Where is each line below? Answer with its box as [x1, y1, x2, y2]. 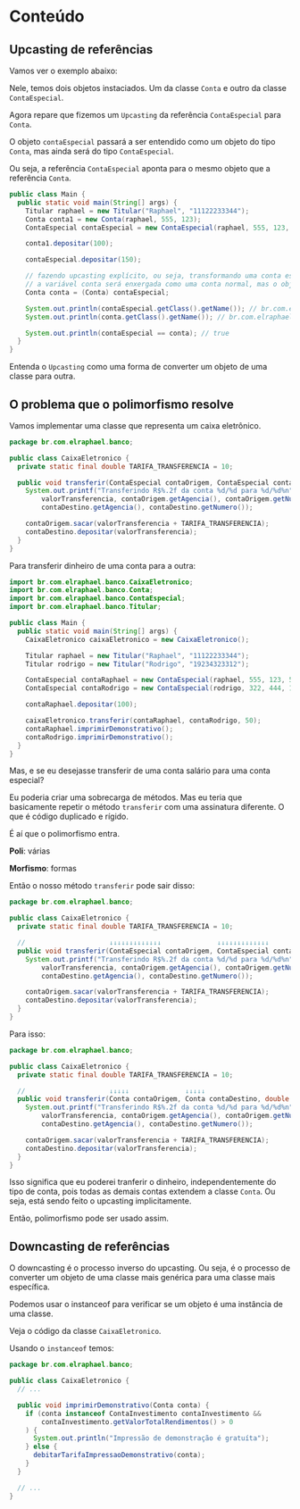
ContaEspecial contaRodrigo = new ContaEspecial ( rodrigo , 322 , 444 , [25, 684, 286, 693]
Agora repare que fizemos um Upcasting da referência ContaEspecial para [9, 110, 281, 120]
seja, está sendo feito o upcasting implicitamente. [9, 1196, 192, 1206]
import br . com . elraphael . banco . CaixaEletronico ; [9, 578, 194, 587]
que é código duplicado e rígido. [9, 811, 129, 822]
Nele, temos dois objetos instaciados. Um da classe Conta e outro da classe [9, 83, 287, 93]
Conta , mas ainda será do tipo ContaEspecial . [9, 146, 174, 156]
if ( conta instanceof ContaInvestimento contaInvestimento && [25, 1409, 262, 1418]
